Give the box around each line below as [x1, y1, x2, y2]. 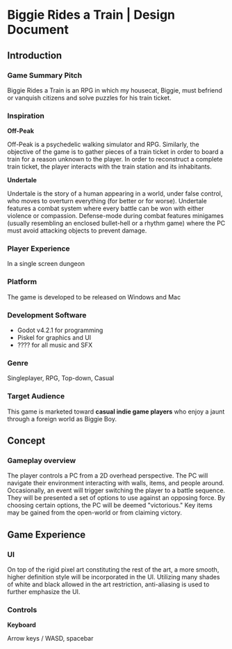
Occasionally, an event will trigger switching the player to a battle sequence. [7, 486, 226, 494]
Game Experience [7, 529, 86, 540]
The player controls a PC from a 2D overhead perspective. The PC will [7, 471, 208, 480]
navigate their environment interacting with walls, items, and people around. [7, 479, 224, 487]
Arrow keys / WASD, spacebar [7, 634, 94, 643]
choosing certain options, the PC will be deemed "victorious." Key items [7, 501, 213, 510]
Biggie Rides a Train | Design [7, 7, 176, 23]
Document [7, 22, 69, 38]
